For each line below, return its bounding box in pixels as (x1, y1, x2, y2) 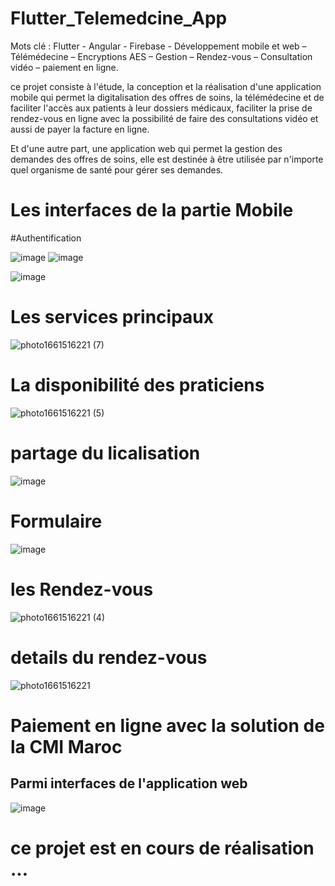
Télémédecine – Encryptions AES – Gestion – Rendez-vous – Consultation (10, 50, 313, 62)
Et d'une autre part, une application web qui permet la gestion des (10, 142, 283, 154)
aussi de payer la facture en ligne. (10, 123, 150, 135)
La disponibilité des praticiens (10, 374, 265, 396)
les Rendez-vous (10, 578, 154, 601)
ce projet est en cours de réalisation (10, 837, 315, 859)
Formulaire (10, 510, 103, 532)
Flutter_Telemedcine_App (10, 7, 228, 30)
